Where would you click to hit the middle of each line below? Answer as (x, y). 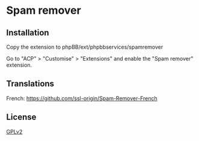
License (21, 117)
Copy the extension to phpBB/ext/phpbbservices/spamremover (85, 47)
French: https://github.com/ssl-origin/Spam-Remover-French (82, 98)
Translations (30, 84)
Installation (28, 33)
